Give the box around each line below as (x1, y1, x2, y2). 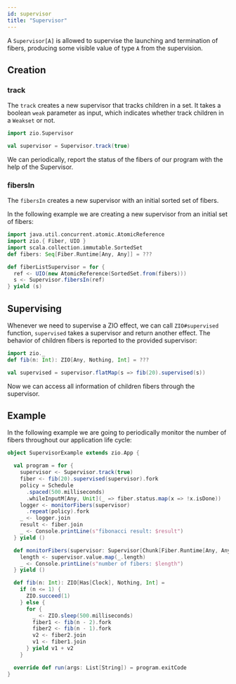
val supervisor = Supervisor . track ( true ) (7, 142, 131, 150)
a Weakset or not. (7, 116, 55, 125)
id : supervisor (7, 10, 52, 18)
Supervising (7, 302, 62, 314)
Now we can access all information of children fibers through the (7, 382, 195, 390)
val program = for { (13, 462, 74, 469)
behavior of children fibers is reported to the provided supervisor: (7, 336, 197, 345)
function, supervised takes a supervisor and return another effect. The (7, 329, 211, 337)
